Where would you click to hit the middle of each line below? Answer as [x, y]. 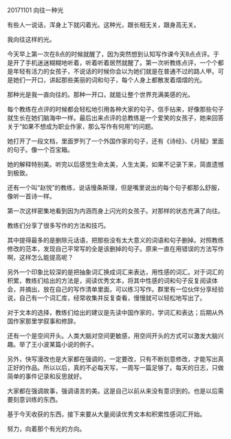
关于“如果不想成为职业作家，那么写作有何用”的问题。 [82, 126]
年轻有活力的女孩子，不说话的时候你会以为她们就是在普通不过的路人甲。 [115, 71]
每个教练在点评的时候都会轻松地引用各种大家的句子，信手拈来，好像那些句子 [115, 109]
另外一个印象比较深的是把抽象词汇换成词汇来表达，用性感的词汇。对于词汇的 [115, 272]
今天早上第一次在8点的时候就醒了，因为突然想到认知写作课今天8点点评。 [110, 54]
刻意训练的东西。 [37, 399]
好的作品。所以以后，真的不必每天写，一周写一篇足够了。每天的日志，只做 [118, 368]
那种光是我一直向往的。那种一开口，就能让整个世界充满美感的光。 [100, 94]
